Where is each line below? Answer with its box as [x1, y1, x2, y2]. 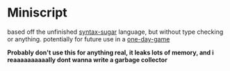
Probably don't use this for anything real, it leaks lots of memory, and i [7, 48, 214, 57]
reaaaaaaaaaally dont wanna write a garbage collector [7, 55, 168, 63]
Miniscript [7, 5, 67, 21]
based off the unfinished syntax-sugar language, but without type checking [7, 28, 224, 36]
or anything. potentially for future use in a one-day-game [7, 34, 170, 43]
